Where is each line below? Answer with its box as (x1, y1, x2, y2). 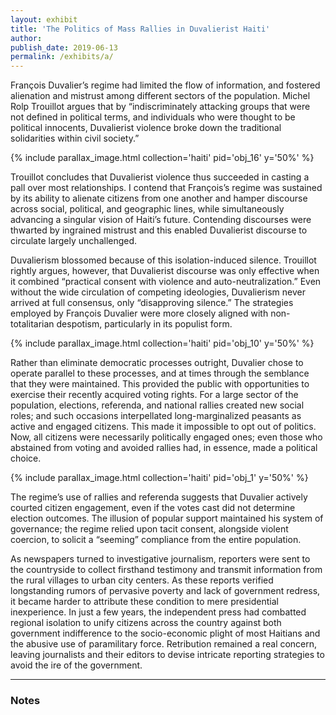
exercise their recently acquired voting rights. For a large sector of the (10, 389, 299, 401)
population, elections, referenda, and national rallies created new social (10, 399, 305, 411)
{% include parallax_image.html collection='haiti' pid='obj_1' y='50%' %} (10, 472, 309, 484)
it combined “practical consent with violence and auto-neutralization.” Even (10, 276, 322, 288)
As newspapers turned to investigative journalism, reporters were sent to (10, 553, 311, 565)
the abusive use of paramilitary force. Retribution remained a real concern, (10, 638, 318, 650)
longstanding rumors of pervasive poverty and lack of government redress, (10, 585, 321, 597)
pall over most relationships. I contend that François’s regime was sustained (10, 182, 323, 194)
